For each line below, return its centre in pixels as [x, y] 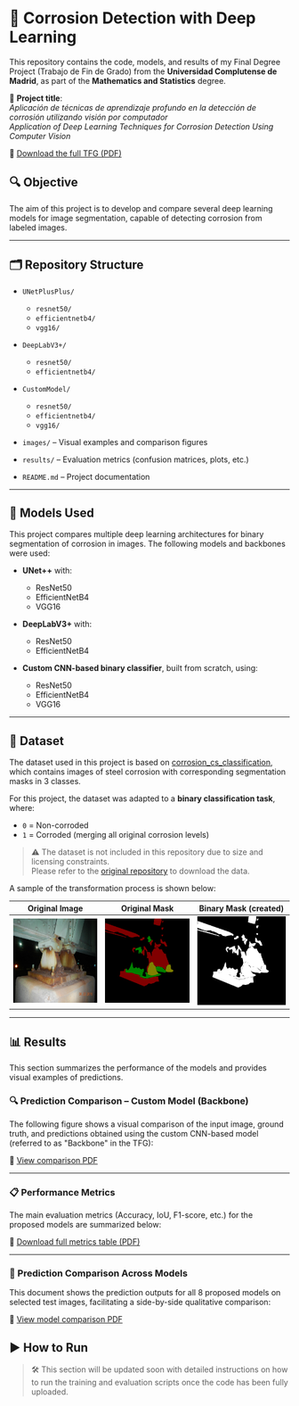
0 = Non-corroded [55, 825]
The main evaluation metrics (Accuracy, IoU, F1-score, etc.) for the [131, 1215]
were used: [30, 553]
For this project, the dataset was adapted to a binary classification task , [142, 798]
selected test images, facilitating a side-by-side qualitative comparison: [140, 1303]
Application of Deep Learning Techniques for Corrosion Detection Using [141, 126]
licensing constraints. [70, 862]
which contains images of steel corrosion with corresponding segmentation [148, 772]
